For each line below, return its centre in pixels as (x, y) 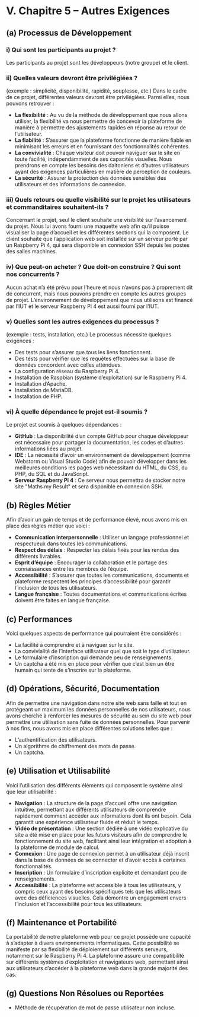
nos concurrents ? (33, 274)
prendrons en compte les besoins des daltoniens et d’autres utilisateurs (102, 166)
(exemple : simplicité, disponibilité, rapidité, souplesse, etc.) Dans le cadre (97, 91)
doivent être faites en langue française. (62, 600)
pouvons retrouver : (30, 104)
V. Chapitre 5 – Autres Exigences (88, 11)
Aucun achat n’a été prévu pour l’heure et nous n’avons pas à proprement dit (99, 287)
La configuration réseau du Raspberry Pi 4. (67, 371)
